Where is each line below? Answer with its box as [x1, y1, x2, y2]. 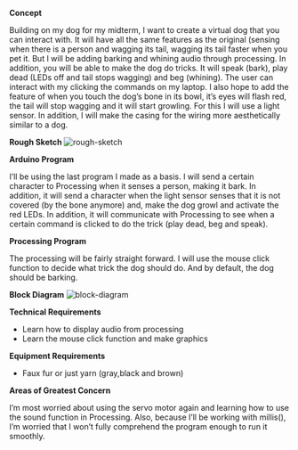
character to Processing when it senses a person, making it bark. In [9, 181, 256, 191]
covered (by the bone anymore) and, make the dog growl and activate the [9, 200, 279, 210]
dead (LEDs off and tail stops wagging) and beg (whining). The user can [9, 72, 274, 83]
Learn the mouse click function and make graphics [21, 333, 209, 344]
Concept [9, 8, 43, 18]
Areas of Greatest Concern [9, 385, 111, 396]
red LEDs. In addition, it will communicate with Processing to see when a [9, 209, 275, 219]
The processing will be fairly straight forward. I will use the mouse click [9, 253, 270, 264]
